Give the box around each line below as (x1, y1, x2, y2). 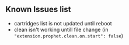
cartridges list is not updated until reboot (13, 20, 112, 27)
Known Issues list (5, 5, 71, 14)
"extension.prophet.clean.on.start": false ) (13, 32, 124, 39)
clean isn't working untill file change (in (13, 26, 109, 33)
